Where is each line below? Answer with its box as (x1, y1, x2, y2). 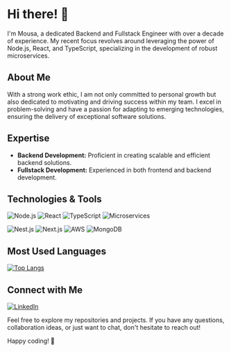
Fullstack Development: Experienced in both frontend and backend (17, 166, 212, 174)
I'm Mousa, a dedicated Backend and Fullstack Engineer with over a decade (7, 29, 224, 38)
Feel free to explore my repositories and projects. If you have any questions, (7, 316, 225, 324)
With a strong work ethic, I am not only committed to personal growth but (7, 90, 216, 98)
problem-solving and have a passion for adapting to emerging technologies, (7, 104, 224, 113)
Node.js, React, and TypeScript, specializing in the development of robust (7, 44, 218, 52)
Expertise (7, 132, 50, 145)
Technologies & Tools (7, 193, 102, 205)
